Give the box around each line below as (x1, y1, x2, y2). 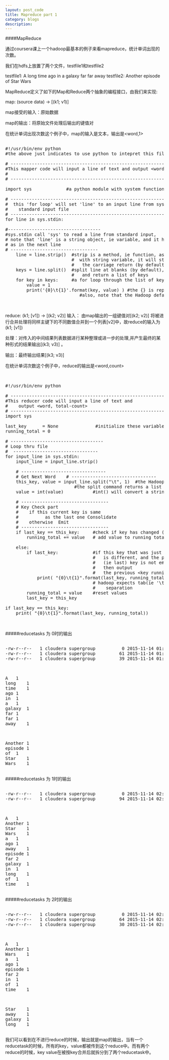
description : (5, 21, 33, 27)
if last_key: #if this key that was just (26, 550, 162, 556)
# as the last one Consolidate (16, 514, 117, 520)
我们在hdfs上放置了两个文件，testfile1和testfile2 (5, 63, 104, 69)
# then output (93, 565, 133, 571)
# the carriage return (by (71, 262, 143, 268)
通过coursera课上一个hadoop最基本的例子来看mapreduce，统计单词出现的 (5, 46, 160, 52)
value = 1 (26, 282, 51, 288)
